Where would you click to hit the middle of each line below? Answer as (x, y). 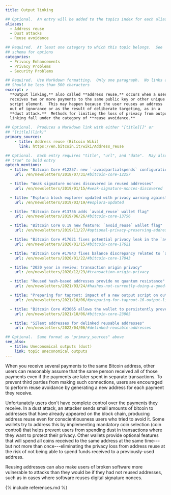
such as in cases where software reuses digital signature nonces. (74, 478)
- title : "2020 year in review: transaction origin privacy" (76, 267)
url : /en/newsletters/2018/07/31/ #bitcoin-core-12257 (73, 175)
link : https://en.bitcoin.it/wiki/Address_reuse (71, 146)
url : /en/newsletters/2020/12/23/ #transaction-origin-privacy (82, 272)
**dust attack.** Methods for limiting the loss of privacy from (82, 113)
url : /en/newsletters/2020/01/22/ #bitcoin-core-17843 (73, 258)
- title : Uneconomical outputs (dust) (51, 347)
